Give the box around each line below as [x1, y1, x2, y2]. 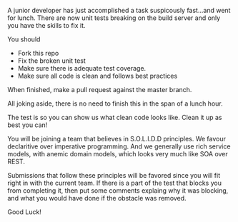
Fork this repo [17, 49, 59, 57]
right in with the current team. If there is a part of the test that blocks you [7, 178, 222, 187]
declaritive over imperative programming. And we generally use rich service [7, 142, 231, 151]
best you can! [7, 121, 48, 129]
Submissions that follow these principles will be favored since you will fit [7, 171, 220, 179]
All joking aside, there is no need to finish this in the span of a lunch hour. [7, 99, 223, 108]
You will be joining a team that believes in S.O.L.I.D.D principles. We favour [7, 135, 227, 143]
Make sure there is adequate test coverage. [17, 64, 147, 72]
